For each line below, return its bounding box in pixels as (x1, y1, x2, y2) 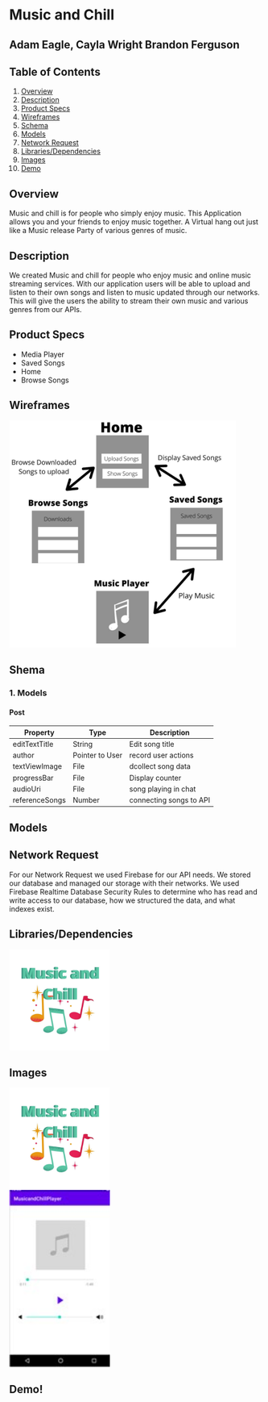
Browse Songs (20, 375, 69, 385)
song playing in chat (129, 784, 196, 794)
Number (72, 795, 100, 805)
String (72, 739, 93, 749)
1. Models (9, 687, 47, 699)
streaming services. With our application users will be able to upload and (9, 279, 250, 289)
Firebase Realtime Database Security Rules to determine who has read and (9, 887, 258, 896)
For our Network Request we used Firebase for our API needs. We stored (9, 870, 252, 879)
